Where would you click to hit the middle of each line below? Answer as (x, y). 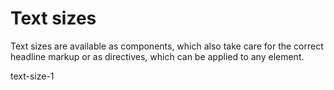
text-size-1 (32, 76)
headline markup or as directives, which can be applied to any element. (157, 56)
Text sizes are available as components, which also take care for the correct (167, 46)
